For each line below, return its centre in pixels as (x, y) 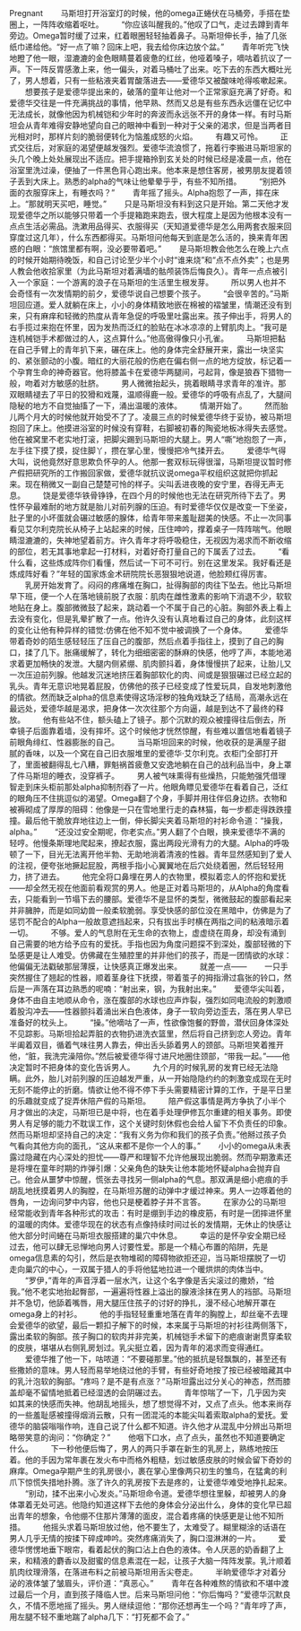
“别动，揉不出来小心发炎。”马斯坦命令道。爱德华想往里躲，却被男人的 (152, 1493)
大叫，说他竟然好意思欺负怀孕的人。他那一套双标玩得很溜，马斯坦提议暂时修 (150, 462)
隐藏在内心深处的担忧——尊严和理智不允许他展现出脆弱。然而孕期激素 (154, 1157)
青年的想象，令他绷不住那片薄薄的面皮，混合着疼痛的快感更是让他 (138, 1516)
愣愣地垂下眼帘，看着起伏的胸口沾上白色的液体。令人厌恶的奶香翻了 (150, 1549)
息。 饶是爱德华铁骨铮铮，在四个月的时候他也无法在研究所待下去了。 (144, 495)
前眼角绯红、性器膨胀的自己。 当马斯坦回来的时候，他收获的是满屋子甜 (148, 742)
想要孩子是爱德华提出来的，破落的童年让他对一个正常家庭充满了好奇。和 (158, 92)
